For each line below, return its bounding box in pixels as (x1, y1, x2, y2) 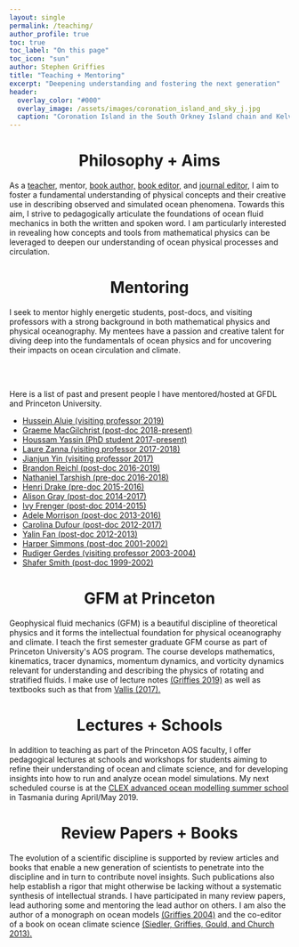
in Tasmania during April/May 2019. (9, 791, 139, 802)
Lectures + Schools (77, 716, 222, 735)
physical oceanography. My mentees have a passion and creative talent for (9, 326, 285, 336)
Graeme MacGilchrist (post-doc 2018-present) (21, 425, 193, 435)
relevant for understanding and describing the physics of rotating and (9, 665, 264, 676)
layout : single (9, 12, 66, 22)
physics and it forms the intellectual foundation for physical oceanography (9, 627, 282, 637)
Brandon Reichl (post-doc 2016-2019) (21, 463, 161, 473)
